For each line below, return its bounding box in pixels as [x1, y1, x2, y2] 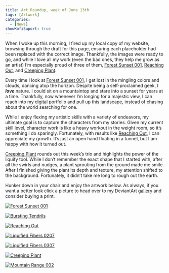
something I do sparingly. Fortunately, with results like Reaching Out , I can [5, 130, 160, 136]
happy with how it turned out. [5, 141, 67, 147]
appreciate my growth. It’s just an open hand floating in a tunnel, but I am [5, 136, 157, 142]
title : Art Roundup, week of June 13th [5, 7, 90, 13]
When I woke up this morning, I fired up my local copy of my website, [5, 40, 150, 46]
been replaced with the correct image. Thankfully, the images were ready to [5, 51, 163, 57]
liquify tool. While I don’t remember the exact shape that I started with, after [5, 156, 163, 163]
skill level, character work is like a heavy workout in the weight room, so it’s [5, 125, 162, 131]
